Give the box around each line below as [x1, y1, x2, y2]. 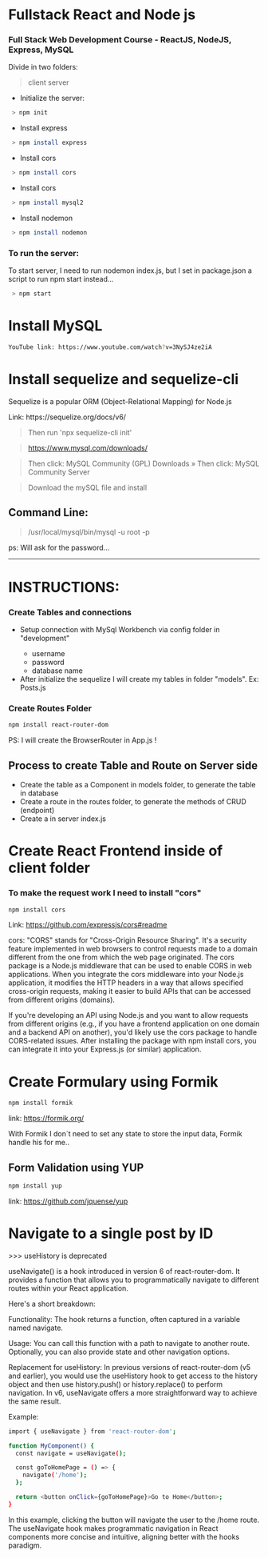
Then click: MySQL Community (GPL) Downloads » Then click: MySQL [27, 459, 260, 468]
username [31, 649, 65, 659]
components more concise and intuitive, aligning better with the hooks [8, 1532, 240, 1541]
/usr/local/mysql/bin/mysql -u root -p [27, 527, 150, 537]
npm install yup [8, 1182, 62, 1190]
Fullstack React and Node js [8, 6, 196, 24]
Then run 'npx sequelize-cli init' [27, 427, 132, 437]
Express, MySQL [8, 44, 74, 55]
